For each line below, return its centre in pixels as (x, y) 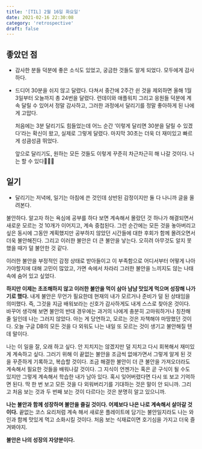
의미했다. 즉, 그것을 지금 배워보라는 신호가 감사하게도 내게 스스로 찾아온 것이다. (98, 303)
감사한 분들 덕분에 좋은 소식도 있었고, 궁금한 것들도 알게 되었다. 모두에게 (99, 70)
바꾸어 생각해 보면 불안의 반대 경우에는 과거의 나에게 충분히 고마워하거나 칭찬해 (99, 311)
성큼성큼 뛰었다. (40, 141)
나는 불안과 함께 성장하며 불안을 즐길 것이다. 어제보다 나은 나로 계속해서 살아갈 (96, 404)
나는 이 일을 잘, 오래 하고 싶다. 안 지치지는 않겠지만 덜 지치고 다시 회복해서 (93, 346)
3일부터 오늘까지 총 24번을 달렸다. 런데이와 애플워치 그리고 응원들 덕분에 (100, 98)
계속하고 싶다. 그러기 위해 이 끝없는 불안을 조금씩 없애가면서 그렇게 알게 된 (99, 354)
